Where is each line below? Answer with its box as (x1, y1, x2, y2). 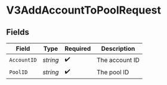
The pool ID (96, 68, 129, 76)
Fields (6, 27, 30, 37)
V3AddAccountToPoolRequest (6, 4, 162, 17)
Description (101, 45, 135, 53)
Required (64, 45, 91, 53)
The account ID (96, 55, 140, 64)
